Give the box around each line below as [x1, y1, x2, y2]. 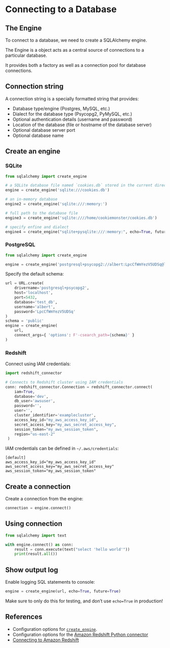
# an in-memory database [5, 197, 58, 202]
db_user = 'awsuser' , [14, 399, 56, 404]
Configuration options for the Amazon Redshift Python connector [12, 631, 148, 637]
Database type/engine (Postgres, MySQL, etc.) [12, 105, 110, 111]
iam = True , [14, 389, 35, 394]
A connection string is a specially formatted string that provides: [5, 95, 139, 102]
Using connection [5, 519, 62, 528]
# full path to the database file [5, 210, 78, 216]
